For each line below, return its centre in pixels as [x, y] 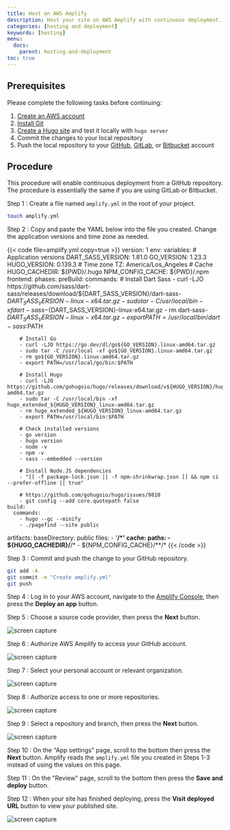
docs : [21, 45]
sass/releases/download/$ [44, 294]
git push [20, 584]
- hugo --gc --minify [50, 519]
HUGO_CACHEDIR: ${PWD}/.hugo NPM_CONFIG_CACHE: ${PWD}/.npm [108, 272]
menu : [15, 39]
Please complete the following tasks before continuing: [85, 102]
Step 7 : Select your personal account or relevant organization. [95, 671]
